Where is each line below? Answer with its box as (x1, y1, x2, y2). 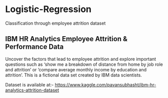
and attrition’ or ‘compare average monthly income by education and (5, 66, 147, 72)
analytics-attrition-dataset (5, 87, 59, 93)
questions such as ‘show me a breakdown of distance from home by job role (5, 61, 163, 67)
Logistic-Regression (5, 4, 92, 15)
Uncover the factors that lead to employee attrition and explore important (5, 56, 156, 62)
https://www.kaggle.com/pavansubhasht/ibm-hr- (55, 81, 156, 87)
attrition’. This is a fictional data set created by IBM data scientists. (5, 72, 142, 78)
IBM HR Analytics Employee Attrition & (5, 35, 128, 43)
